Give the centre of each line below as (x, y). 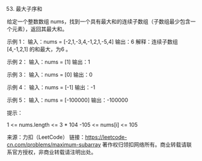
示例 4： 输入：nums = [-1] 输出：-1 (51, 87)
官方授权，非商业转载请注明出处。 (54, 152)
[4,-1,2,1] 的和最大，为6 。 (39, 49)
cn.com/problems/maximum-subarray (54, 145)
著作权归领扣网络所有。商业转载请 (144, 145)
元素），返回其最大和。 (40, 29)
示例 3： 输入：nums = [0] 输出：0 (50, 75)
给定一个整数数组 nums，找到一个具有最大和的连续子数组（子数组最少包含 (99, 22)
